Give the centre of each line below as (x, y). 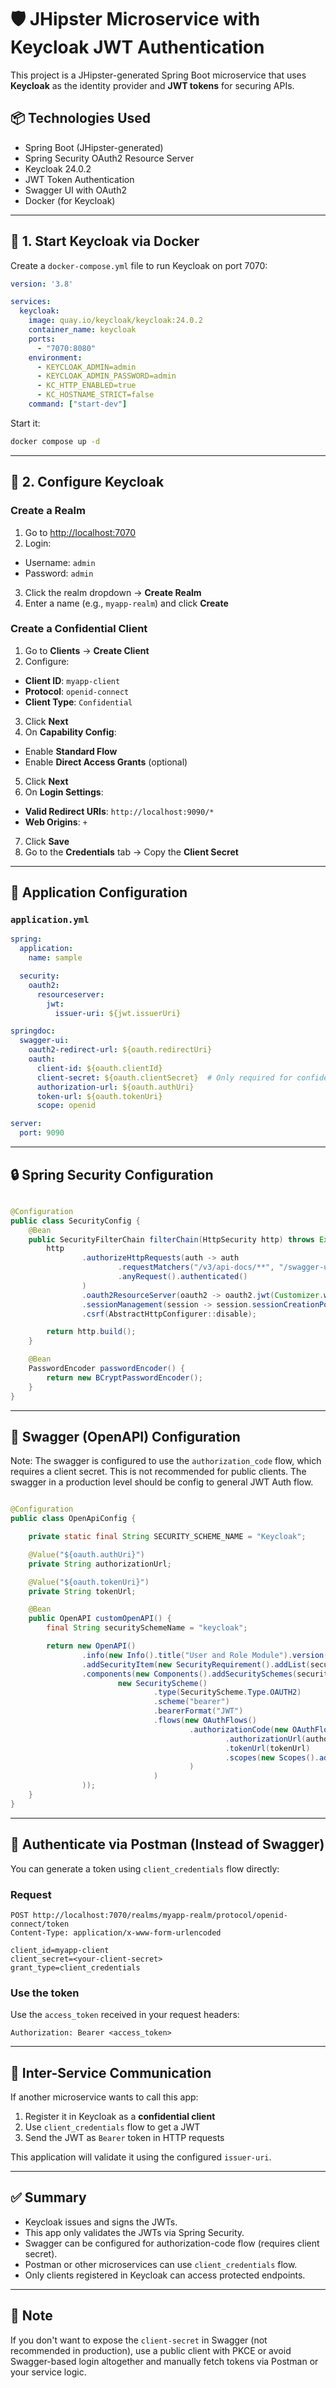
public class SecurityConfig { (75, 1221)
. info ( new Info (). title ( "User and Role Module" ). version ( (205, 1655)
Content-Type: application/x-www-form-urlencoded (116, 1932)
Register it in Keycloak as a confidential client (120, 2117)
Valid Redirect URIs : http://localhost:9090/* (119, 811)
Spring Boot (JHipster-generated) (94, 147)
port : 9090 (42, 1133)
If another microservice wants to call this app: (104, 2097)
